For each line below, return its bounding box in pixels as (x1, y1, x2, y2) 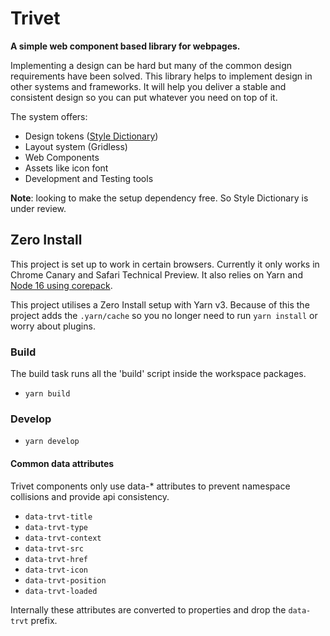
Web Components (24, 151, 100, 163)
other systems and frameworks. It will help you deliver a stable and (10, 80, 287, 92)
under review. (10, 202, 67, 214)
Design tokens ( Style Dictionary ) (24, 130, 159, 142)
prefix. (30, 614, 58, 626)
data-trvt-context (24, 533, 102, 543)
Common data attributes (10, 457, 115, 469)
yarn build (24, 389, 71, 399)
